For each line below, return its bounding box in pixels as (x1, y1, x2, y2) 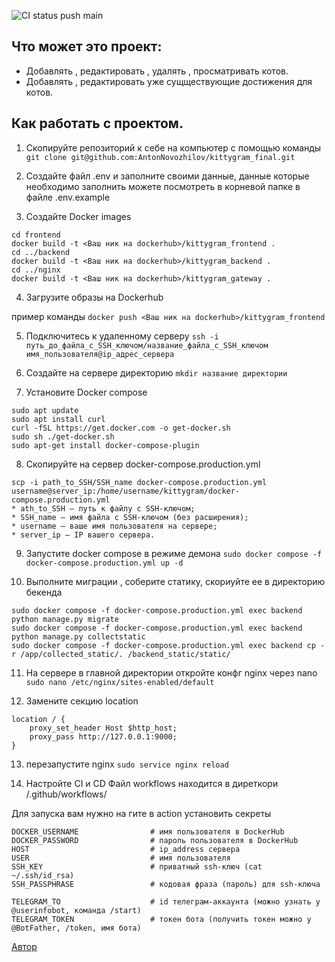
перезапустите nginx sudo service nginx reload (25, 758, 229, 770)
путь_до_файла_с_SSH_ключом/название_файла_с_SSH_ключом (25, 340, 269, 350)
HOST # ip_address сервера (11, 844, 241, 854)
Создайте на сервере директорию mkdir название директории (25, 366, 288, 379)
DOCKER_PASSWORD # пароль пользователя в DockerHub (11, 835, 299, 845)
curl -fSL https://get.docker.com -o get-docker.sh (11, 423, 231, 433)
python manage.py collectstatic (11, 631, 146, 642)
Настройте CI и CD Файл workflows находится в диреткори (25, 777, 279, 789)
